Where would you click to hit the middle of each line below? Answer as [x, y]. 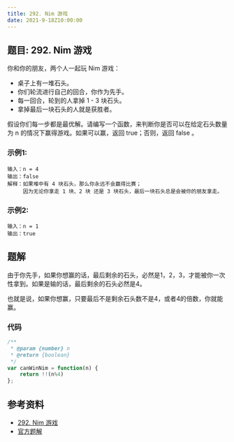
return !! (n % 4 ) [42, 374]
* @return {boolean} [40, 355]
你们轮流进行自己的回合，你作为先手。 [72, 92]
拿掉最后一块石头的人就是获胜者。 [66, 110]
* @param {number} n [40, 348]
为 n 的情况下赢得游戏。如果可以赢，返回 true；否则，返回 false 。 [103, 133]
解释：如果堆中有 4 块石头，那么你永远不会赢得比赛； [74, 184]
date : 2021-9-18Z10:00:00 [45, 20]
